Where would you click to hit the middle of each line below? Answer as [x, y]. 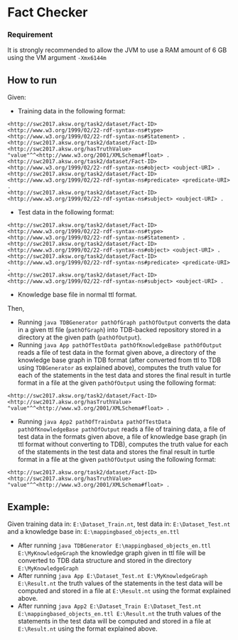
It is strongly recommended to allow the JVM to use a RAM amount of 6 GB [117, 50]
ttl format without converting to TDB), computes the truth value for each [123, 444]
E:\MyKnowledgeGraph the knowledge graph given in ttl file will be [112, 553]
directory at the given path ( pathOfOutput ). [80, 337]
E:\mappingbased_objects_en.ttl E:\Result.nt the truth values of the [119, 614]
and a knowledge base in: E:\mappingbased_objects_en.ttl [93, 532]
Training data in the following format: [71, 111]
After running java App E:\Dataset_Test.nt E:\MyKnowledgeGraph [113, 576]
